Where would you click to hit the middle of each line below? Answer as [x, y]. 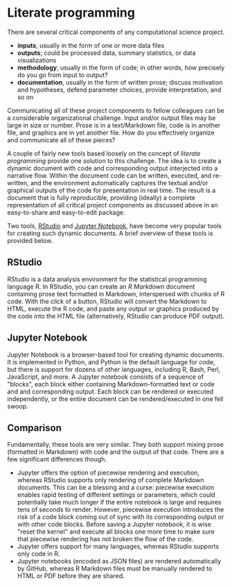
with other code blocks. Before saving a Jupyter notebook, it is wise [114, 525]
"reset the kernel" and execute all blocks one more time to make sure [116, 531]
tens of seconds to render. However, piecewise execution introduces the [121, 510]
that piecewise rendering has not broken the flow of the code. [105, 539]
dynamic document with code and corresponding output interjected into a [113, 168]
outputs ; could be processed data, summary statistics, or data [106, 53]
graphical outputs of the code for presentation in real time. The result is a [111, 190]
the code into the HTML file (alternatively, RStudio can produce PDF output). [116, 316]
